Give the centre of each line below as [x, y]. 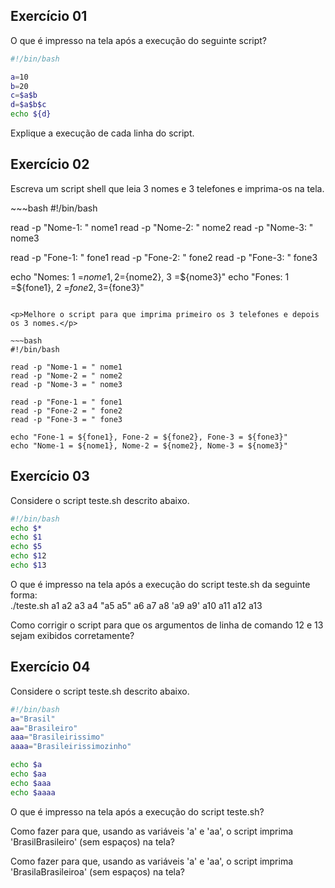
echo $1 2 [28, 556]
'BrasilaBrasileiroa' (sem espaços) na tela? [97, 871]
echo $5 [26, 547]
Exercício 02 [50, 164]
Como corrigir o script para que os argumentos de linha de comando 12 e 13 [167, 625]
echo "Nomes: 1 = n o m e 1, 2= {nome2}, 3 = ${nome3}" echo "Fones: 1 [150, 276]
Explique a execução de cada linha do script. [102, 133]
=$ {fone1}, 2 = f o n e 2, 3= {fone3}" [77, 287]
